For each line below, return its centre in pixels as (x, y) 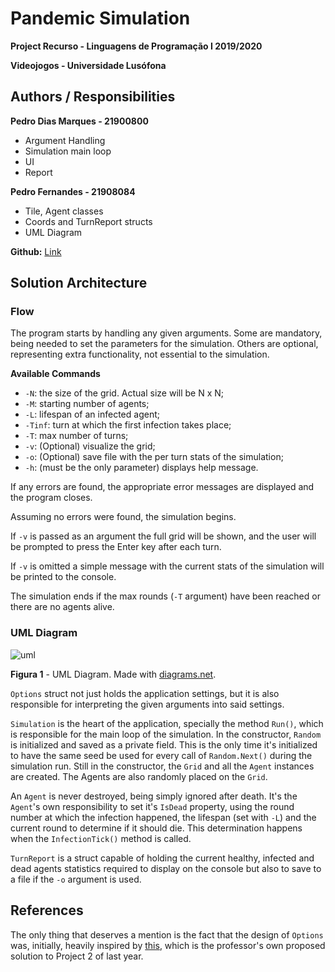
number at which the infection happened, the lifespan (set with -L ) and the (163, 817)
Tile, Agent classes (64, 211)
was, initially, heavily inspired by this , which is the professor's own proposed (168, 945)
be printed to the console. (63, 577)
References (47, 910)
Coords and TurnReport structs (88, 221)
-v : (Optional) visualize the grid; (90, 446)
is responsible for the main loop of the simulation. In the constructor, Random (166, 734)
